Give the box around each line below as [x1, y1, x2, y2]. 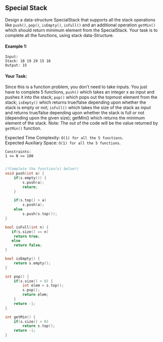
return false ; [14, 243, 42, 248]
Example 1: [5, 43, 28, 49]
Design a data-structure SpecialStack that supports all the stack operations [5, 17, 156, 22]
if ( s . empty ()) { [14, 175, 47, 180]
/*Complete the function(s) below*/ [5, 167, 79, 171]
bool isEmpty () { [5, 256, 40, 261]
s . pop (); [22, 287, 40, 293]
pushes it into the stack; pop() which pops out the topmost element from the [5, 95, 158, 100]
